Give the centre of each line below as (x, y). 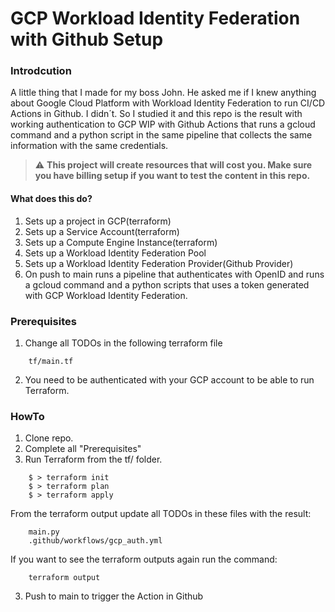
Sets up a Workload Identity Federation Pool (115, 253)
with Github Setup (87, 39)
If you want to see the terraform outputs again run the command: (144, 559)
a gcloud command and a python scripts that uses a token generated (167, 284)
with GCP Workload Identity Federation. (106, 295)
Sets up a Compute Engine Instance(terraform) (121, 242)
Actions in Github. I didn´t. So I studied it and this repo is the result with (156, 114)
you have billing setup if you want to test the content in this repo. (172, 176)
